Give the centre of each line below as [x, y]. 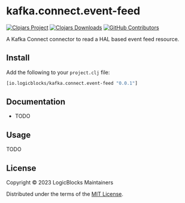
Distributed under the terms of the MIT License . [65, 194]
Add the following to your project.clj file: [58, 72]
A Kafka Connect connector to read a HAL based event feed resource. [93, 39]
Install [18, 58]
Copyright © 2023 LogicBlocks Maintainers [60, 183]
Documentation [36, 102]
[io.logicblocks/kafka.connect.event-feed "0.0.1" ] [72, 83]
